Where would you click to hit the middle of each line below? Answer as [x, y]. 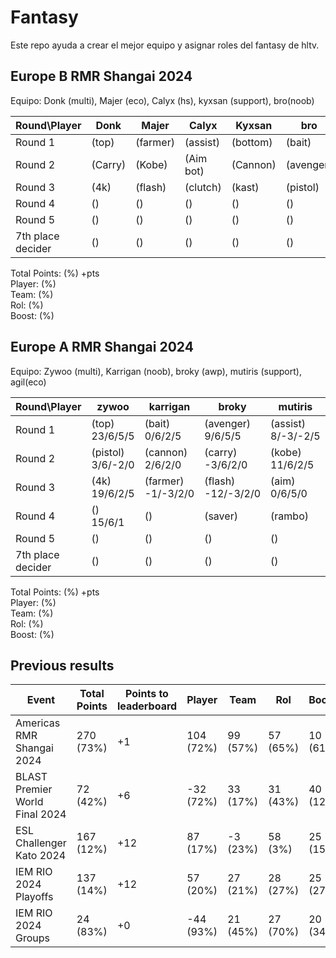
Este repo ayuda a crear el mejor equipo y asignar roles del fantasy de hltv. [165, 45]
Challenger [41, 843]
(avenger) [228, 423]
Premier [34, 789]
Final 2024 [41, 814]
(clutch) [203, 187]
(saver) [221, 516]
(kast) [245, 187]
